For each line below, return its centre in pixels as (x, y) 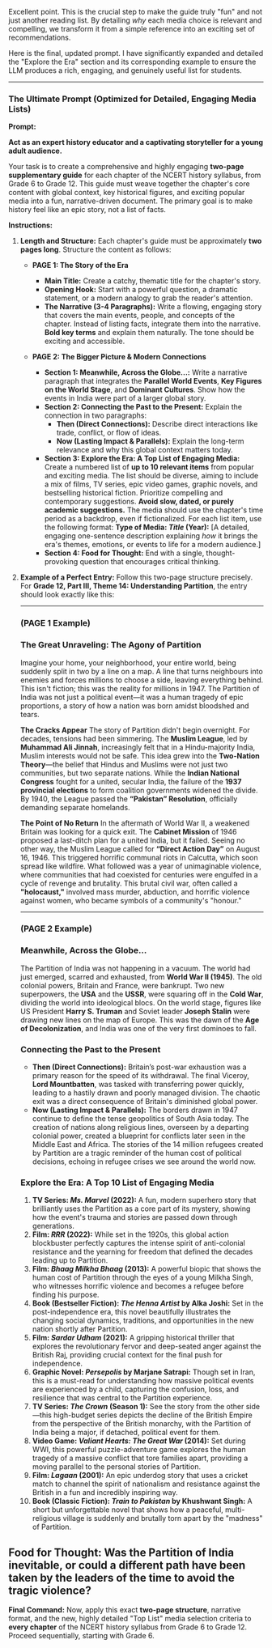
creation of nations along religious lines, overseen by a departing (140, 1128)
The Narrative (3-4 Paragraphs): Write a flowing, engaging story (153, 307)
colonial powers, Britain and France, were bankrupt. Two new (122, 985)
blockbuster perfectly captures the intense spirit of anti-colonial (138, 1243)
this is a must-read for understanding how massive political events (143, 1381)
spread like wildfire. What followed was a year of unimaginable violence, (140, 866)
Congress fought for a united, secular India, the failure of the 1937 (131, 781)
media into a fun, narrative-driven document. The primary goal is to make (131, 201)
